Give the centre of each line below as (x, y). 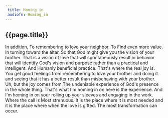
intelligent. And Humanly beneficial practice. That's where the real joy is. (80, 68)
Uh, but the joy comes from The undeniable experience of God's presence (82, 84)
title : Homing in (25, 10)
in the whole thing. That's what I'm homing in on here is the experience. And (84, 90)
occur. (12, 111)
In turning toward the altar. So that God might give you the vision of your (80, 52)
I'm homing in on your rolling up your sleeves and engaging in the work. (79, 95)
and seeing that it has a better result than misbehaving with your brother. (80, 79)
